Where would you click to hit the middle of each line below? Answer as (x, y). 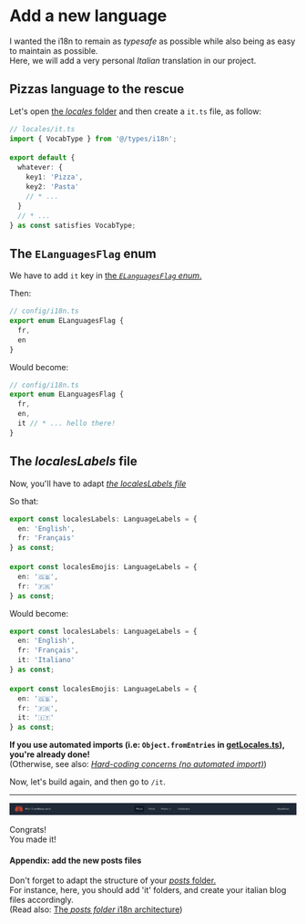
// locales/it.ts (42, 129)
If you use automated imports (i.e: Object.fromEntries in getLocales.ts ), (147, 745)
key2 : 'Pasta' (52, 187)
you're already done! (50, 754)
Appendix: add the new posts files (76, 860)
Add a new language (88, 16)
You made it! (33, 839)
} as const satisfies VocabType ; (73, 225)
